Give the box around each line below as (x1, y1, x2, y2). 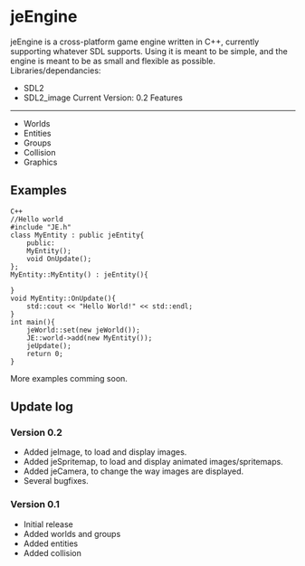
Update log (10, 400, 73, 415)
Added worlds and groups (23, 528, 121, 539)
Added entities (23, 538, 79, 549)
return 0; (26, 349, 64, 358)
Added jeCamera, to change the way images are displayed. (23, 466, 244, 476)
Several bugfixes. (23, 476, 89, 486)
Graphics (23, 156, 58, 167)
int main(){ (10, 317, 55, 326)
